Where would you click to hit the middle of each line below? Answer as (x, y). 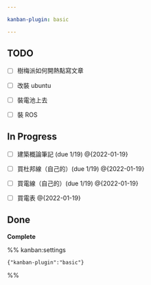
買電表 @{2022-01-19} (49, 198)
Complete (22, 236)
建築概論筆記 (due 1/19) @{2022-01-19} (72, 154)
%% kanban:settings (37, 250)
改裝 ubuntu (34, 85)
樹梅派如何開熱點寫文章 (50, 71)
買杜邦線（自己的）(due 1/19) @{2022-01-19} (81, 168)
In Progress (32, 137)
